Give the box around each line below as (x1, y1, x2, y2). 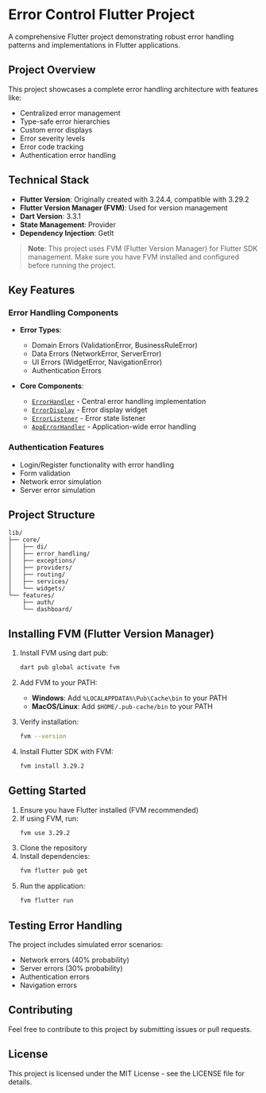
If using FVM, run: (19, 814, 79, 823)
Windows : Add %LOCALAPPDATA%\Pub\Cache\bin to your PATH (31, 693, 228, 703)
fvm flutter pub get (19, 867, 88, 875)
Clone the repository (19, 843, 87, 852)
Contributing (8, 1003, 73, 1017)
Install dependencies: (19, 852, 91, 861)
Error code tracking (19, 141, 84, 152)
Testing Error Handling (8, 918, 123, 932)
